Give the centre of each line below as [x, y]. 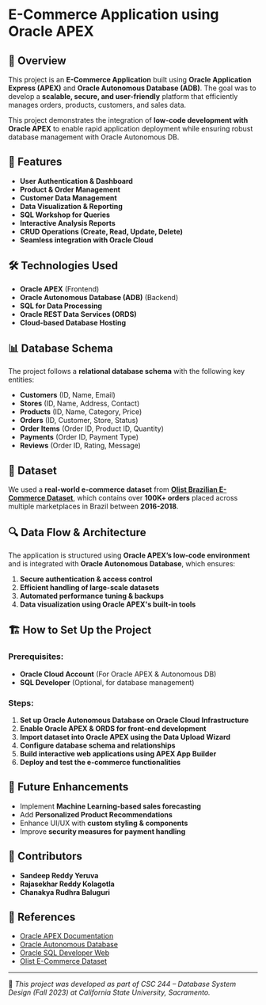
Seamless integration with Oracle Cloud [86, 240]
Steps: [21, 702]
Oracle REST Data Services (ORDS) [78, 314]
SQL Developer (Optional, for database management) [107, 682]
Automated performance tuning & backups [92, 596]
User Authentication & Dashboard [76, 181]
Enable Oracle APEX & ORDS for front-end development [113, 729]
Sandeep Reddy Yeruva [59, 875]
